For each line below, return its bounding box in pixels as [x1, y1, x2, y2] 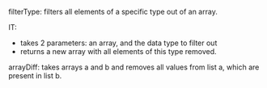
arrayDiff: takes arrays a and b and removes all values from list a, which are [8, 62, 260, 72]
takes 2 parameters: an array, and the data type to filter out [19, 38, 218, 48]
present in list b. [8, 71, 62, 80]
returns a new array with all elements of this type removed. [19, 47, 217, 56]
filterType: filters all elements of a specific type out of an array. [8, 7, 218, 16]
